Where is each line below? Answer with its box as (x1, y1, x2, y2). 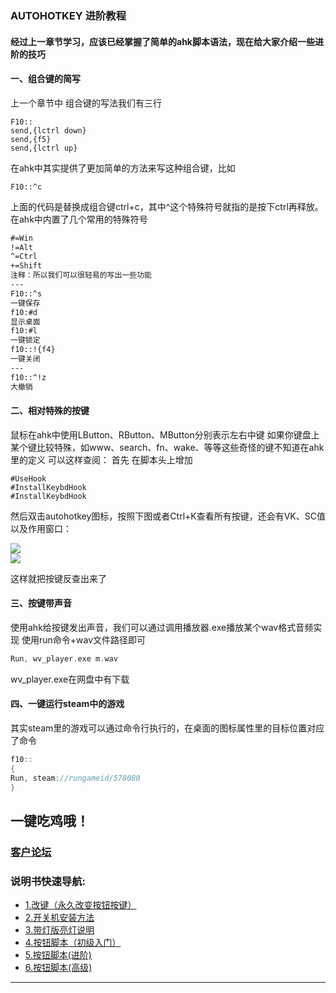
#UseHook (10, 473, 47, 484)
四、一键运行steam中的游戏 (10, 698, 125, 710)
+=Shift (10, 261, 43, 271)
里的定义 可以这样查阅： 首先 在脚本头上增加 (10, 453, 193, 466)
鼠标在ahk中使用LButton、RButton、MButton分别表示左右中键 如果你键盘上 (10, 428, 320, 441)
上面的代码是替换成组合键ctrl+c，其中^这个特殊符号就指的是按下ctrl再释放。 (10, 200, 324, 212)
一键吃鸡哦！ (10, 812, 90, 829)
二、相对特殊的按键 (10, 405, 90, 417)
